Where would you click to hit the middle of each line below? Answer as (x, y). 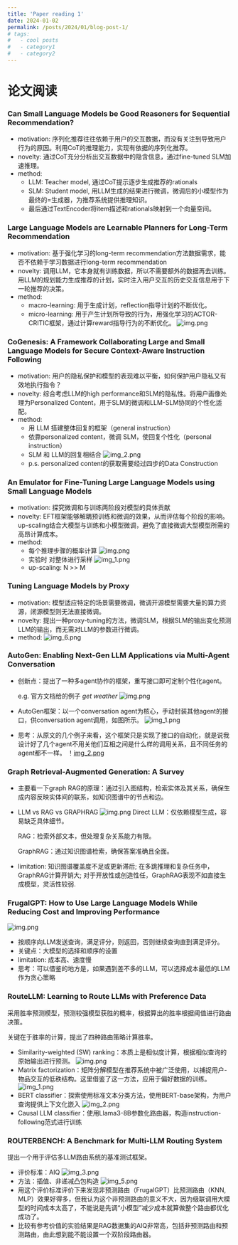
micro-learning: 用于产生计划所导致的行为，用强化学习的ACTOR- (123, 314)
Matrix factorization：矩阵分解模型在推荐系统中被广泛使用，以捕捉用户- (122, 1070)
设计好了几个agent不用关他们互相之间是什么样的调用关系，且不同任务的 (123, 743)
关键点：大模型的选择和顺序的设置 (67, 951)
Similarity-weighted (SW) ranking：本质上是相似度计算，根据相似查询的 (122, 1052)
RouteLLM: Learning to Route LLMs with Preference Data (107, 997)
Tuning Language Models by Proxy (69, 586)
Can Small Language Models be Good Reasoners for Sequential (119, 113)
